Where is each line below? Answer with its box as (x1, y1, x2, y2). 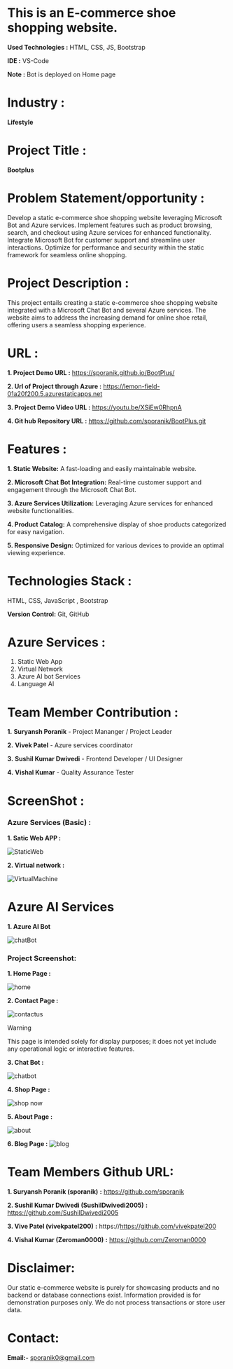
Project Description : (7, 275, 129, 291)
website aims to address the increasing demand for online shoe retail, (7, 313, 208, 322)
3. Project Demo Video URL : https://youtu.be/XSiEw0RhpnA (7, 403, 182, 411)
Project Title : (7, 142, 87, 158)
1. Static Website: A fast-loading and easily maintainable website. (7, 464, 197, 472)
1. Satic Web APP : (7, 833, 62, 842)
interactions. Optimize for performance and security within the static (7, 243, 204, 252)
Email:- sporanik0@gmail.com (7, 1353, 95, 1361)
